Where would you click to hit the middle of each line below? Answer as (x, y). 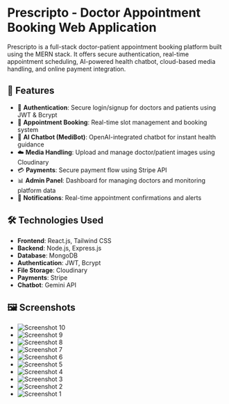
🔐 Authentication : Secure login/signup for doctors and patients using (117, 107)
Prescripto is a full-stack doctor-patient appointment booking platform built (114, 47)
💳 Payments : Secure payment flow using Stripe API (92, 170)
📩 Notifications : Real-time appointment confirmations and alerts (109, 197)
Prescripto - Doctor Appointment (104, 13)
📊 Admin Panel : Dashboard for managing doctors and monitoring (111, 180)
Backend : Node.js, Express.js (59, 248)
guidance (31, 144)
